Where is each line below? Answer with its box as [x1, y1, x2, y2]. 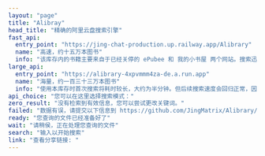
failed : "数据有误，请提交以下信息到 [8, 107, 117, 115]
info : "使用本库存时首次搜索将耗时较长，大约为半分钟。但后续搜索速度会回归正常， [15, 84, 252, 93]
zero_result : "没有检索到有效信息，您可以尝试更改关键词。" [8, 99, 185, 107]
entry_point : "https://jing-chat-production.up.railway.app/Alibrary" [15, 41, 252, 49]
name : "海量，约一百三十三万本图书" [15, 77, 121, 85]
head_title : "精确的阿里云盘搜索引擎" [8, 26, 123, 34]
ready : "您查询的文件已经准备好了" [8, 114, 111, 122]
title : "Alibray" [8, 19, 65, 27]
